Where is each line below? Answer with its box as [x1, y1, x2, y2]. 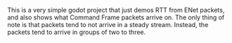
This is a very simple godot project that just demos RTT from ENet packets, [7, 6, 225, 14]
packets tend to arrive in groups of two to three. [7, 28, 146, 36]
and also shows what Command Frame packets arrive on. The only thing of [7, 13, 225, 21]
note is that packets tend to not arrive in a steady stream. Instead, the [7, 21, 209, 28]
